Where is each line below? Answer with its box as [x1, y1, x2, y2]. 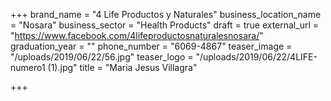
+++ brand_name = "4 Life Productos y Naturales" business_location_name [10, 9, 322, 20]
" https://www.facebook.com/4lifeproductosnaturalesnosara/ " [10, 30, 264, 41]
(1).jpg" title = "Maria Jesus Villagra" [47, 62, 198, 73]
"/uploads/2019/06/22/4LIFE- [195, 51, 318, 63]
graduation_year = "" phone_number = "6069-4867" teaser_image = [10, 40, 293, 52]
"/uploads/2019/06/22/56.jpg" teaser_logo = [10, 51, 194, 63]
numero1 [10, 62, 46, 73]
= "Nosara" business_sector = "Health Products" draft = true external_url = [10, 19, 320, 31]
